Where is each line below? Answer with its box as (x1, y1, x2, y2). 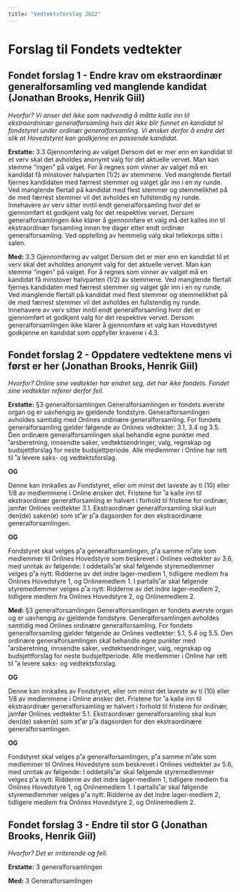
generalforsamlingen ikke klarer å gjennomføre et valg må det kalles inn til (8, 216, 226, 224)
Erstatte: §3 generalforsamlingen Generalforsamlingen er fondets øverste (8, 401, 225, 409)
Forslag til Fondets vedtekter (8, 41, 183, 57)
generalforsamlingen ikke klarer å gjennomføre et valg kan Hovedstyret (8, 321, 217, 329)
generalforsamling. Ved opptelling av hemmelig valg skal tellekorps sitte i (8, 231, 223, 239)
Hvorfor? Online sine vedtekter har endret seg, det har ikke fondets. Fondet (8, 379, 229, 388)
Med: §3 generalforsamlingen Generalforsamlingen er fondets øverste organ (8, 606, 234, 615)
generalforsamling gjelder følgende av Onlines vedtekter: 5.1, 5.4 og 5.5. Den (8, 629, 234, 638)
